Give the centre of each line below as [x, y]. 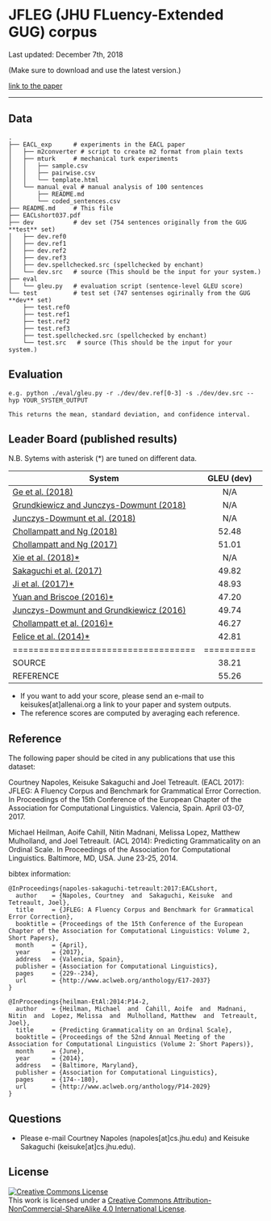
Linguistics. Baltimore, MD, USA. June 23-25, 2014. [94, 858]
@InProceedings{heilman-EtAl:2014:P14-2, [79, 1002]
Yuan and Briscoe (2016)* [63, 598]
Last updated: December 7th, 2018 [66, 54]
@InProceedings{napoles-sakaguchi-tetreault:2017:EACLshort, [113, 889]
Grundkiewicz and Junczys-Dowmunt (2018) [99, 505]
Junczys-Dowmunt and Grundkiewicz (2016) [99, 610]
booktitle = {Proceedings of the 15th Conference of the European [129, 924]
